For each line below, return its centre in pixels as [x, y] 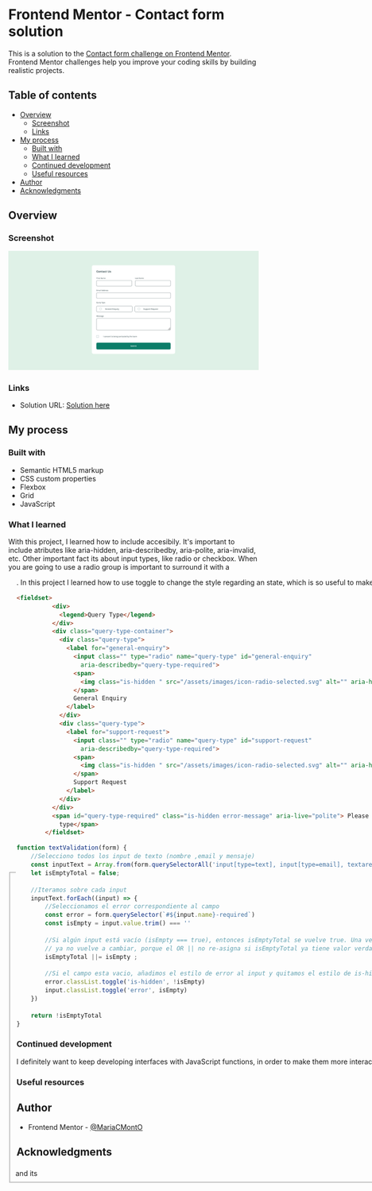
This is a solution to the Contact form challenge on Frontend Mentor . [120, 53]
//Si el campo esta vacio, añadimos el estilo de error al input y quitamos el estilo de [198, 974]
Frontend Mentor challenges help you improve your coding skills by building [132, 62]
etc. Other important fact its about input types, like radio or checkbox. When [133, 559]
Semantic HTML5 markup [62, 470]
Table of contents [52, 96]
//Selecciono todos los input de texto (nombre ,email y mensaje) [143, 857]
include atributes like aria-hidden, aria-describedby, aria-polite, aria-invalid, [132, 550]
